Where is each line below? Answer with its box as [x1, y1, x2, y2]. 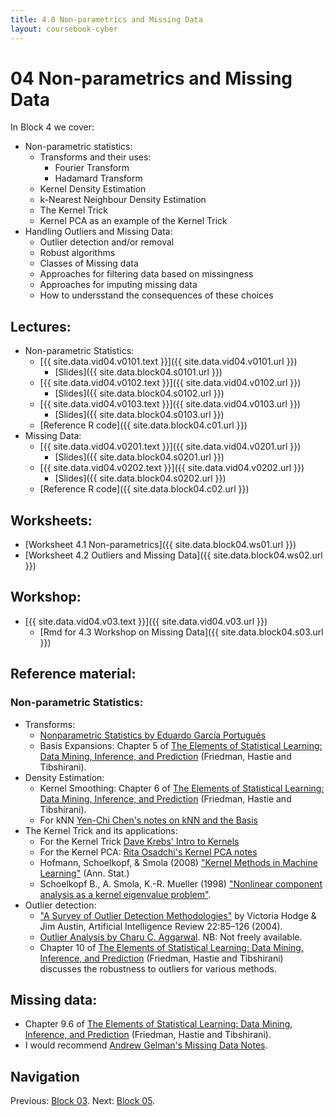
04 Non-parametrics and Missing [10, 67, 293, 90]
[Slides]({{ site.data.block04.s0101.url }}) [54, 366, 223, 378]
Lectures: [10, 318, 72, 335]
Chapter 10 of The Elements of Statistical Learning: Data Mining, [39, 941, 304, 953]
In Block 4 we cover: [10, 121, 95, 133]
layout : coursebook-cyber [10, 24, 118, 34]
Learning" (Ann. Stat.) [39, 867, 130, 879]
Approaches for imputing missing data [39, 279, 198, 291]
